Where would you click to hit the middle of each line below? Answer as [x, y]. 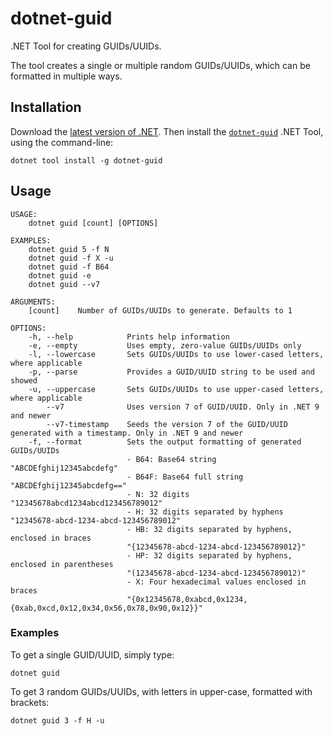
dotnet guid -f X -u [71, 258]
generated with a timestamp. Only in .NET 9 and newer [127, 433]
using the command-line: [62, 142]
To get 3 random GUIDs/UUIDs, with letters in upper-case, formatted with [161, 691]
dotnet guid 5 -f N [69, 249]
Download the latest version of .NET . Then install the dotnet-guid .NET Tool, [167, 131]
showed [24, 380]
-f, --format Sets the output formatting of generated [165, 442]
